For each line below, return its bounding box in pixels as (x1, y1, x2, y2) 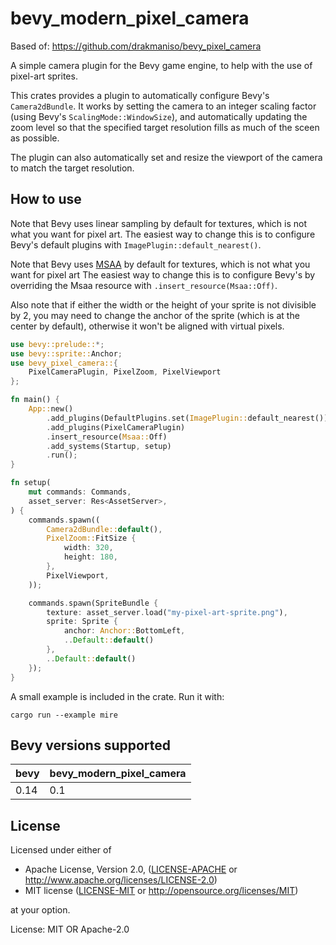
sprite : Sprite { (46, 617, 118, 627)
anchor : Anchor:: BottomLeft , (63, 626, 186, 636)
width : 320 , (63, 543, 114, 553)
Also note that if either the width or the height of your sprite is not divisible (10, 298, 317, 311)
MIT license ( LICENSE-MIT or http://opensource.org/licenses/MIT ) (24, 885, 299, 897)
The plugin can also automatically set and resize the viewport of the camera (10, 151, 323, 163)
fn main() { (10, 395, 60, 405)
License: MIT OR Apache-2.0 (10, 923, 130, 936)
